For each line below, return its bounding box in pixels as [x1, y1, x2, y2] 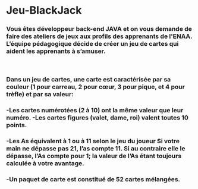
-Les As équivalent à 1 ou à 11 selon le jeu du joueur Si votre [6, 137, 180, 146]
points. [6, 121, 27, 130]
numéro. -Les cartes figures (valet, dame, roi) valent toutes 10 [6, 114, 188, 122]
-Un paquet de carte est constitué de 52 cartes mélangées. [6, 175, 180, 184]
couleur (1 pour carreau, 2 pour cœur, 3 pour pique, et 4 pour [6, 83, 186, 91]
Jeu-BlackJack [6, 4, 82, 17]
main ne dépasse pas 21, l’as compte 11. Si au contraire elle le [6, 144, 186, 153]
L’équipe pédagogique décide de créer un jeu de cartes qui [6, 40, 179, 48]
